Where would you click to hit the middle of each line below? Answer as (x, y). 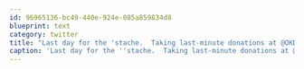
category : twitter (44, 34)
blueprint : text (40, 26)
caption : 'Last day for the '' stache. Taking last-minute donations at (149, 51)
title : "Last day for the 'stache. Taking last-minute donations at (143, 43)
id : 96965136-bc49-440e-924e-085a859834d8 (90, 17)
